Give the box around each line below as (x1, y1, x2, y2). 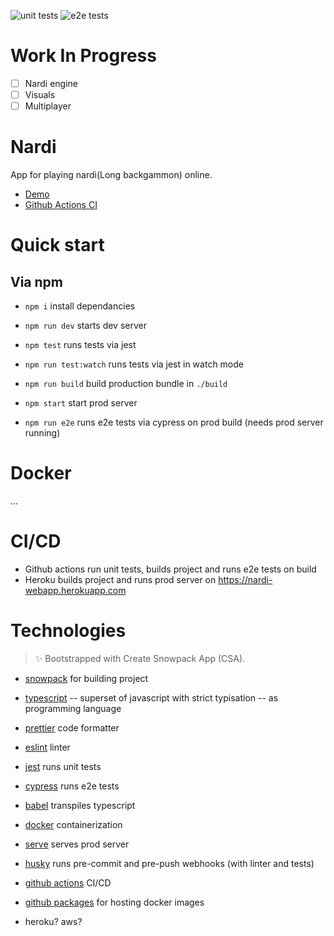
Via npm (10, 273, 64, 290)
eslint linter (24, 741, 71, 753)
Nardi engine (24, 77, 78, 89)
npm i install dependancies (24, 300, 136, 312)
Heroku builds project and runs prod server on (24, 573, 217, 585)
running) (24, 427, 61, 439)
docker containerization (24, 818, 123, 830)
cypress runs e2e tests (24, 780, 120, 792)
